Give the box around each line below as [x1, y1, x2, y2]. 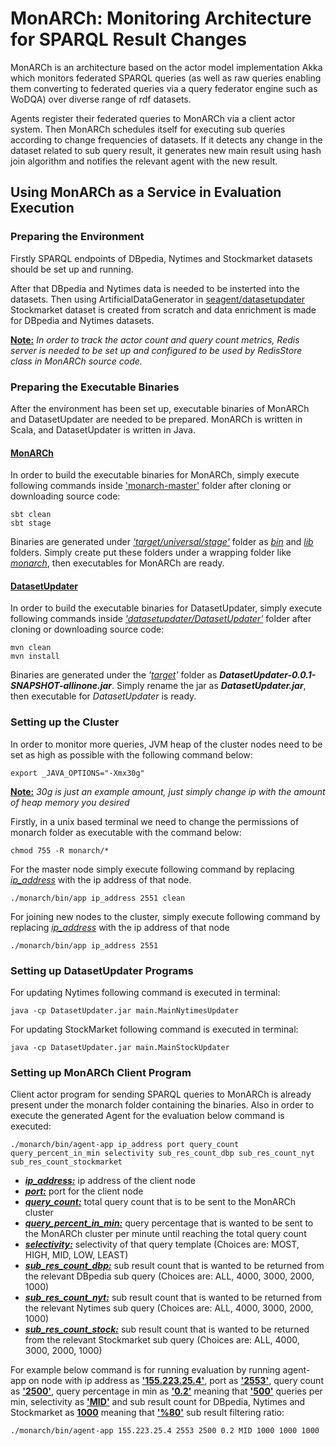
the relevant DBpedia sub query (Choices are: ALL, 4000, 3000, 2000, [24, 1270, 315, 1282]
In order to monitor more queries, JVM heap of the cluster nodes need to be [10, 738, 323, 750]
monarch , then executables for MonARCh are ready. [10, 557, 225, 569]
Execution [10, 200, 75, 217]
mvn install [10, 652, 60, 662]
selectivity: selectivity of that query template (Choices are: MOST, [24, 1238, 300, 1251]
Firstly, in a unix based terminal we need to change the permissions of [10, 815, 300, 827]
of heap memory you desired [10, 796, 130, 808]
